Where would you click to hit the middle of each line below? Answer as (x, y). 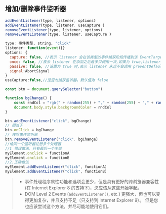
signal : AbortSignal (30, 71)
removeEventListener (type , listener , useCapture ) (58, 34)
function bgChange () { (28, 98)
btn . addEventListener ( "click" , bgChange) (48, 121)
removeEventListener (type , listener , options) (54, 30)
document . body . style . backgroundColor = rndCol (63, 107)
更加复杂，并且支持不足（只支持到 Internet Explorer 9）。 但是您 (94, 200)
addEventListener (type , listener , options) (51, 21)
